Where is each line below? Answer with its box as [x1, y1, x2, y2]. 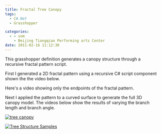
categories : [5, 30, 29, 34]
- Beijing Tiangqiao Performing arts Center [14, 38, 105, 44]
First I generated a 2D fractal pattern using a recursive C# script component [5, 71, 157, 76]
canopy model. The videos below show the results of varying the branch [5, 100, 150, 105]
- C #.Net [9, 16, 27, 21]
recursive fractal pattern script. [5, 61, 67, 67]
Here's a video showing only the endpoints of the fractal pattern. [5, 85, 134, 91]
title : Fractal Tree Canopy [5, 7, 62, 12]
